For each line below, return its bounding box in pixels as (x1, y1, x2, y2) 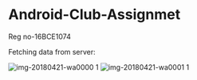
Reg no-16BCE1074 (8, 32, 72, 41)
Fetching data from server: (8, 47, 96, 56)
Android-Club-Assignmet (8, 6, 181, 24)
